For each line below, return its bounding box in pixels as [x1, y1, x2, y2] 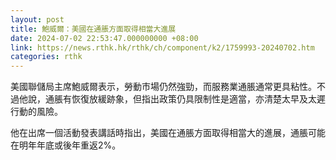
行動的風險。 [10, 106, 63, 118]
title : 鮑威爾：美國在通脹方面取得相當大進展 [10, 24, 177, 34]
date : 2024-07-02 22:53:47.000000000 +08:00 [10, 33, 199, 43]
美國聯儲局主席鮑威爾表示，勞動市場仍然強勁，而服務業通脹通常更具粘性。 [10, 81, 317, 93]
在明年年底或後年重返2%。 [10, 139, 122, 151]
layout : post [10, 14, 65, 25]
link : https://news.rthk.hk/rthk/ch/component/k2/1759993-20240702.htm [10, 42, 315, 53]
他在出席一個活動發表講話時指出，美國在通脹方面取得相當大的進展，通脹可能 [10, 127, 326, 139]
